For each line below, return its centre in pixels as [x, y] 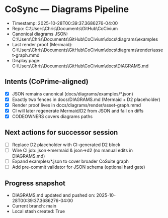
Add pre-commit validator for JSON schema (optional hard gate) [78, 167]
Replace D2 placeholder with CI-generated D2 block [66, 145]
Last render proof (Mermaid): [42, 44]
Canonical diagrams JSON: [40, 34]
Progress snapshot [35, 183]
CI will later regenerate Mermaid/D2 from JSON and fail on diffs [78, 111]
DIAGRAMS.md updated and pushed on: [54, 195]
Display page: [26, 60]
